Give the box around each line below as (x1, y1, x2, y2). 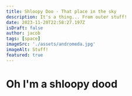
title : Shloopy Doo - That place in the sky (6, 8, 117, 15)
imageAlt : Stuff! (6, 47, 49, 53)
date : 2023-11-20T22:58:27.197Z (6, 19, 85, 25)
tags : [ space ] (6, 36, 41, 42)
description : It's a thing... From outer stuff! (6, 14, 127, 20)
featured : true (6, 52, 43, 58)
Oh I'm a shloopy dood (6, 77, 118, 91)
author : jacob (6, 30, 41, 36)
